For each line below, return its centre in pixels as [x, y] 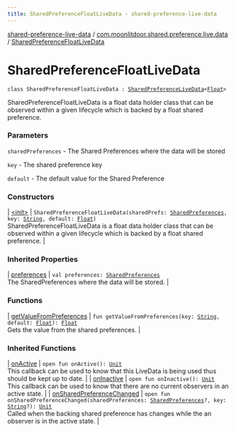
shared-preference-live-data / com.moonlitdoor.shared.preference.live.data [118, 34]
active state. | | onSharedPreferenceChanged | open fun [89, 394]
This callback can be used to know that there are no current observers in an [118, 386]
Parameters [28, 135]
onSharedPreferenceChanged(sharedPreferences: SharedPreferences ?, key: [117, 401]
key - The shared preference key [55, 164]
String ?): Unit [30, 407]
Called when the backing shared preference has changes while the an [109, 414]
